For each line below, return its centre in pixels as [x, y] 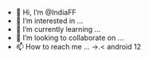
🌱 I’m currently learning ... [58, 29]
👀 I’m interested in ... [49, 21]
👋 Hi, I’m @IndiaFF [46, 12]
